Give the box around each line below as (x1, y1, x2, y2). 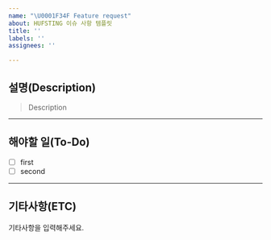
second (19, 166, 46, 176)
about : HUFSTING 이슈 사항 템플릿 (8, 19, 113, 27)
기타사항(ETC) (8, 200, 77, 213)
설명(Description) (8, 81, 97, 94)
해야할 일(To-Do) (8, 135, 90, 149)
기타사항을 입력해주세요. (8, 222, 85, 232)
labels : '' (8, 34, 45, 43)
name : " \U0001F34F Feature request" (8, 11, 131, 20)
